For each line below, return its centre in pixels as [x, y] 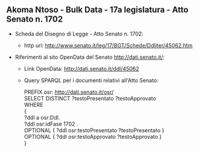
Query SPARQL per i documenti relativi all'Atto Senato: [91, 80]
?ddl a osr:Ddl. [42, 117]
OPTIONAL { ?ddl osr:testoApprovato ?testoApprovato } [93, 136]
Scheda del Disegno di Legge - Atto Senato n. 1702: [79, 34]
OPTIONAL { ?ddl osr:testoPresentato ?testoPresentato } [94, 130]
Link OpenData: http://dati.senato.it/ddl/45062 [82, 68]
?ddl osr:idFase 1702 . [51, 124]
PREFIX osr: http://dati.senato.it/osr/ [69, 92]
